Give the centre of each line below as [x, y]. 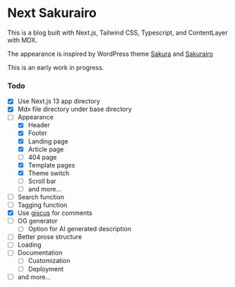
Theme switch [49, 173]
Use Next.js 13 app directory [59, 101]
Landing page [48, 141]
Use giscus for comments [55, 213]
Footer [37, 133]
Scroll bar [42, 181]
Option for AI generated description [80, 229]
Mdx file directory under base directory [74, 109]
